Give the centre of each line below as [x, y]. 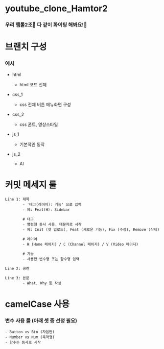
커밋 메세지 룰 [31, 185]
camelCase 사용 [37, 304]
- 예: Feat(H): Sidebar [46, 210]
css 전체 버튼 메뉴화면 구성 [45, 104]
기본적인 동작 [32, 144]
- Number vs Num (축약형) [30, 337]
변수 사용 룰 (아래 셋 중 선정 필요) [41, 321]
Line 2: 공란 [17, 268]
